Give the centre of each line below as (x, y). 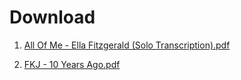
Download (52, 17)
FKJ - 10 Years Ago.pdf (72, 64)
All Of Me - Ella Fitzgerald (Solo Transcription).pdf (127, 45)
